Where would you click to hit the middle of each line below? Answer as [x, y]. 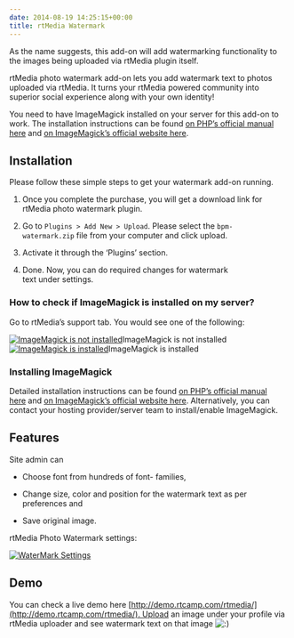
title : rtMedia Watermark [57, 26]
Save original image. [60, 521]
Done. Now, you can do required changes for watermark [125, 270]
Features [34, 438]
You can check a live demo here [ [70, 604]
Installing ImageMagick [61, 372]
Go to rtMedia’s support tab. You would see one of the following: [127, 322]
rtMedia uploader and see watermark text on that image [111, 623]
